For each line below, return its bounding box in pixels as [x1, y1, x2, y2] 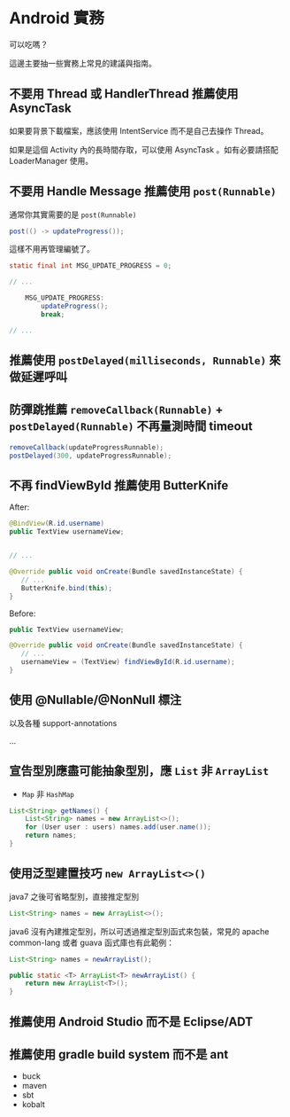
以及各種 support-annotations [9, 717, 118, 728]
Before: [9, 608, 36, 619]
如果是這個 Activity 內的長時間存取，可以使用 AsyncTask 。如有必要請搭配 [9, 144, 279, 155]
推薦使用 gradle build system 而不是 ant [9, 1047, 229, 1062]
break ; [41, 309, 65, 319]
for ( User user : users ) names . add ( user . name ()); [25, 823, 212, 832]
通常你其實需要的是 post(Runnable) [9, 209, 137, 220]
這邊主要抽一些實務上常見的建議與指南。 [9, 58, 156, 68]
